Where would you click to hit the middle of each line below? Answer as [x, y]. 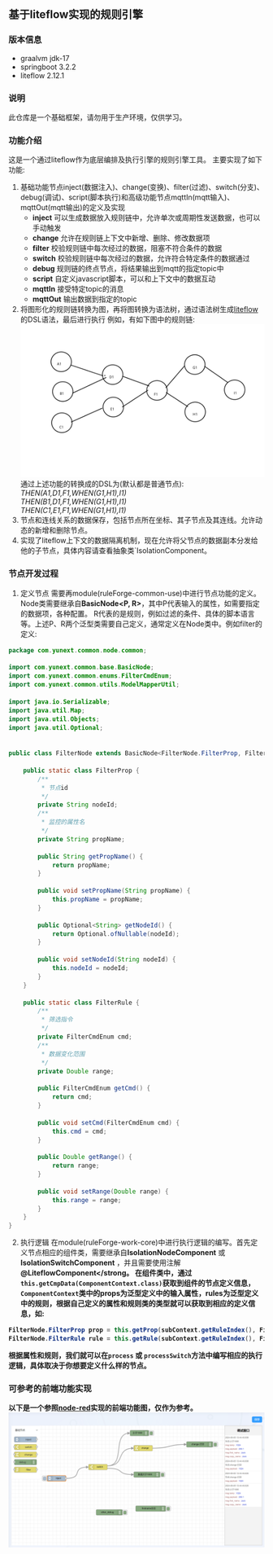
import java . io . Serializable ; [60, 702]
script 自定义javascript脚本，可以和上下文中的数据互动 [124, 279]
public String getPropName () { [91, 856]
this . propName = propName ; [97, 900]
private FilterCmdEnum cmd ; [85, 1037]
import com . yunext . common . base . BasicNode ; [81, 667]
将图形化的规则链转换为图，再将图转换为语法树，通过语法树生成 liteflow [139, 309]
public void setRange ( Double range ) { [103, 1192]
